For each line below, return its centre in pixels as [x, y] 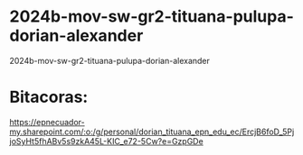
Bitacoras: [49, 97]
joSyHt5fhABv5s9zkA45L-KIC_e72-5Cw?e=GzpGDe [106, 141]
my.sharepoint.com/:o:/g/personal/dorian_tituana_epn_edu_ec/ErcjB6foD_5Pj [152, 132]
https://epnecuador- [47, 122]
